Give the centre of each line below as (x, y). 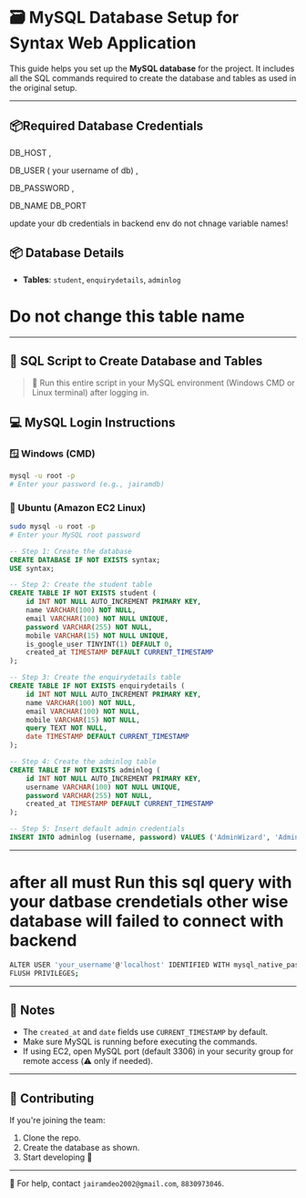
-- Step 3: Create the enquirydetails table (95, 678)
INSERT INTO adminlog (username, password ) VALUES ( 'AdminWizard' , (140, 838)
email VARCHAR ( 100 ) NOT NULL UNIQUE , (97, 619)
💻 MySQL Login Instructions (92, 422)
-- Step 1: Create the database (71, 551)
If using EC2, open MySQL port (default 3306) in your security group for (158, 1051)
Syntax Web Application (103, 43)
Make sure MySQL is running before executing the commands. (140, 1042)
